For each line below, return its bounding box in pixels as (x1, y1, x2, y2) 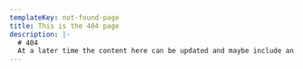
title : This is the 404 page (9, 22, 120, 30)
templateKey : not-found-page (9, 13, 120, 22)
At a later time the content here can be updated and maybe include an (17, 47, 295, 56)
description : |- (9, 30, 71, 39)
